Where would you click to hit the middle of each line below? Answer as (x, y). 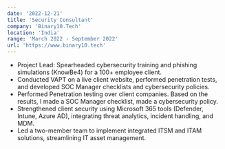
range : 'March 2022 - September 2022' (63, 39)
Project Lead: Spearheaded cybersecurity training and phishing (107, 65)
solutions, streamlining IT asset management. (82, 138)
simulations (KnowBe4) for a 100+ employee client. (89, 72)
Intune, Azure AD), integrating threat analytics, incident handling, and (115, 116)
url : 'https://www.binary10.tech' (57, 45)
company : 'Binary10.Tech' (44, 26)
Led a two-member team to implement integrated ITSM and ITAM (109, 130)
